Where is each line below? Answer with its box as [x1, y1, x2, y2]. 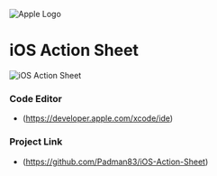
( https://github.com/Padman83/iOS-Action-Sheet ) [22, 156, 209, 167]
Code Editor [9, 92, 63, 105]
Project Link [9, 135, 63, 148]
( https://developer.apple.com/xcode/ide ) [22, 113, 174, 124]
